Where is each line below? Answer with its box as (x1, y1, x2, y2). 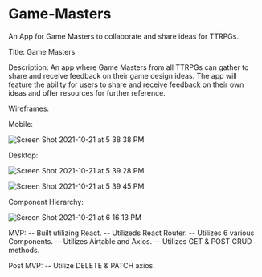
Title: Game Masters (8, 47, 76, 56)
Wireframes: (8, 104, 50, 113)
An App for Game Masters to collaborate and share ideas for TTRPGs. (8, 31, 239, 41)
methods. (8, 245, 40, 255)
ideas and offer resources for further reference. (8, 88, 166, 97)
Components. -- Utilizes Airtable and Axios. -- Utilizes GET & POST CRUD (8, 236, 252, 246)
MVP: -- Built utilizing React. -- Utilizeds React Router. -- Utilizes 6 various (8, 228, 255, 238)
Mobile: (8, 119, 34, 128)
